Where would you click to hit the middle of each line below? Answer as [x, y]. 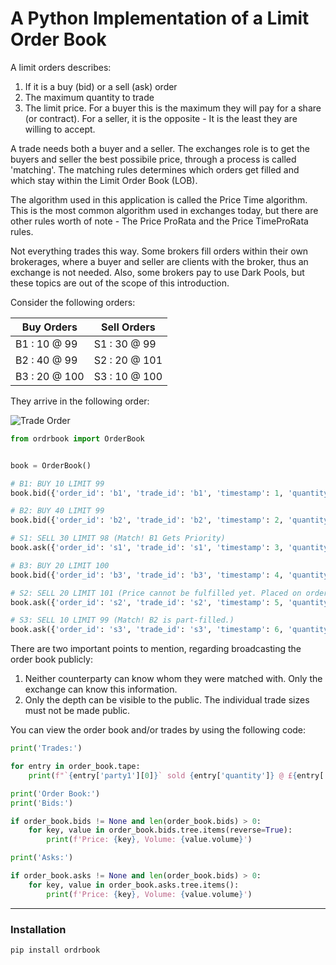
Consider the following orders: [73, 302]
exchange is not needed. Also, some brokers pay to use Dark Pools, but [157, 272]
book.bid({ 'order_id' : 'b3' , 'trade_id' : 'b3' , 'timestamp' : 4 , [147, 575]
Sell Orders [128, 327]
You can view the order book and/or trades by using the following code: [158, 730]
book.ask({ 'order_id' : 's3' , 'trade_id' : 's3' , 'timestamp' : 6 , [147, 630]
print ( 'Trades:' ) [46, 748]
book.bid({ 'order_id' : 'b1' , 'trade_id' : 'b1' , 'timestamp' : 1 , [147, 493]
